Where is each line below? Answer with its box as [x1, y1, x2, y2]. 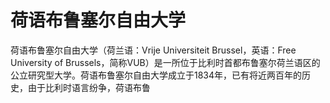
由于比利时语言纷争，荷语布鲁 [27, 81, 151, 93]
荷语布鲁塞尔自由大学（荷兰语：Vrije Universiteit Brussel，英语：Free [10, 44, 297, 56]
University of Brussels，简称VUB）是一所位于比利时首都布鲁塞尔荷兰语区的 [10, 56, 321, 68]
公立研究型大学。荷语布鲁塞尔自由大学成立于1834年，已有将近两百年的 [10, 69, 303, 81]
